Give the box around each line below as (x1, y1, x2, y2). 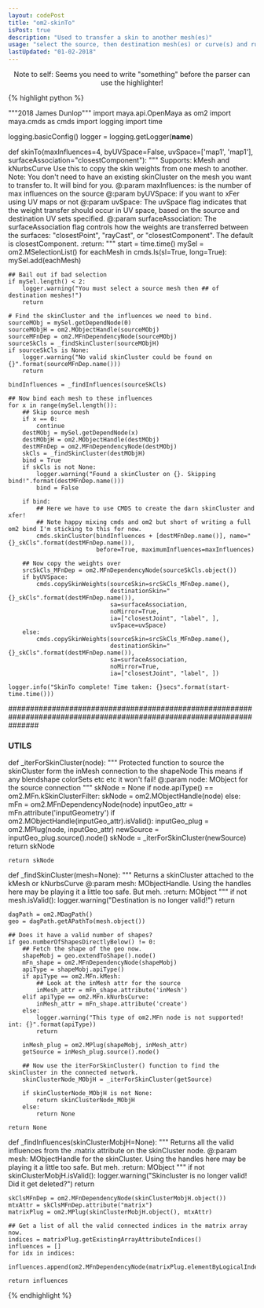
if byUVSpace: (22, 573, 68, 581)
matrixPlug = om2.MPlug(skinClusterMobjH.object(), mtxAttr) (8, 1208, 213, 1216)
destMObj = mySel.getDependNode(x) (22, 429, 139, 437)
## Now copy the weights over (22, 559, 122, 567)
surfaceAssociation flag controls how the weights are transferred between (8, 222, 249, 232)
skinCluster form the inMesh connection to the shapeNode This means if (8, 767, 244, 776)
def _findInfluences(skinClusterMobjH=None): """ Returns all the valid (8, 1138, 234, 1147)
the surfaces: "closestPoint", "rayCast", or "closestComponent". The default (8, 231, 254, 240)
